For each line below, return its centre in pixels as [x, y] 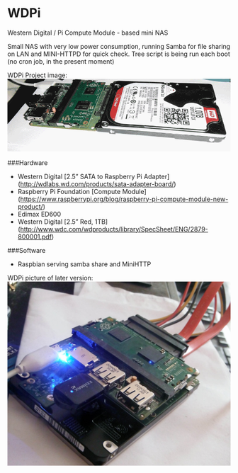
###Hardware [28, 163]
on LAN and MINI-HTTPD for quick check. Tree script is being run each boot [119, 54]
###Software [27, 250]
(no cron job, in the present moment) [61, 61]
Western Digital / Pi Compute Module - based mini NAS [88, 33]
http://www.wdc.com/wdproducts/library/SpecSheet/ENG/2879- [114, 229]
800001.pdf [34, 236]
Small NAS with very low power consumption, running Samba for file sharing [119, 46]
